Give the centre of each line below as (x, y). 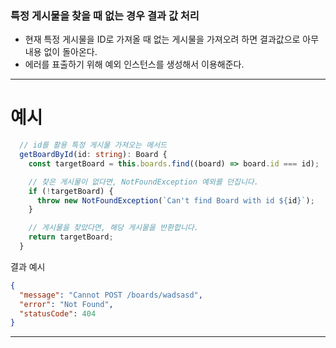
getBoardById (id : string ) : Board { (93, 155)
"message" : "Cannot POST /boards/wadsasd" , (111, 295)
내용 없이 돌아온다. (61, 52)
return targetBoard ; (71, 237)
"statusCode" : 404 (58, 313)
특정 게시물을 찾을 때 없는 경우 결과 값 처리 (105, 15)
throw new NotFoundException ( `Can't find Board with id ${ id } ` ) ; (175, 200)
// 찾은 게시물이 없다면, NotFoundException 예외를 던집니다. (143, 182)
